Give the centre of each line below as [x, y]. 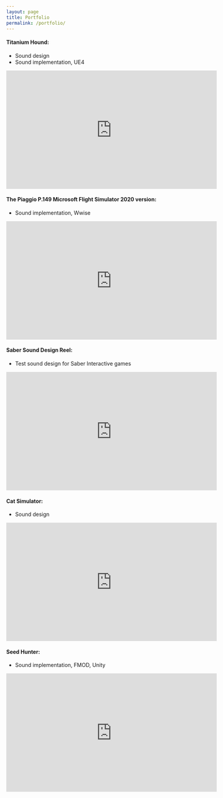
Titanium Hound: [28, 42]
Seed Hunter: [23, 652]
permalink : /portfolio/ [36, 23]
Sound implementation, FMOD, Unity [60, 665]
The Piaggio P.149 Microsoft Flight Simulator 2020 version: [81, 200]
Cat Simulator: [25, 501]
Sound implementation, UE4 [50, 62]
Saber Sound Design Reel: [39, 350]
